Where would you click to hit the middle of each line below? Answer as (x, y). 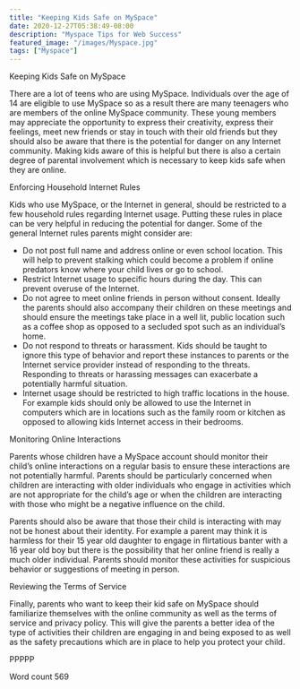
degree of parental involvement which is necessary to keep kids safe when (147, 160)
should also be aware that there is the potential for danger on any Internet (145, 142)
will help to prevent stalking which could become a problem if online (148, 260)
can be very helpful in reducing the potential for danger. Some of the (136, 224)
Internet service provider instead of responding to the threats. (136, 365)
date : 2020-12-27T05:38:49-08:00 (72, 26)
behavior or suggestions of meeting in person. (95, 569)
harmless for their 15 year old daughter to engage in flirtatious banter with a (149, 541)
